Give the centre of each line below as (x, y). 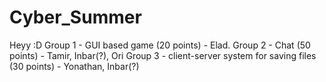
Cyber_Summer (75, 17)
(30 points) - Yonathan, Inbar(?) (74, 66)
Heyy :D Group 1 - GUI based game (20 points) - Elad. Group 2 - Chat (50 (160, 45)
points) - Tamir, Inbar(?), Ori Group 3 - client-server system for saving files (163, 55)
